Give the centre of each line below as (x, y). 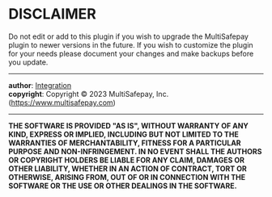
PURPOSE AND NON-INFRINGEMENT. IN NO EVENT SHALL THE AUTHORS (135, 151)
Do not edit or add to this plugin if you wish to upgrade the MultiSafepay (129, 36)
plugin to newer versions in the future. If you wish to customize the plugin (131, 44)
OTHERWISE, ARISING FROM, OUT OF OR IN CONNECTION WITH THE (127, 177)
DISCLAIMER (53, 14)
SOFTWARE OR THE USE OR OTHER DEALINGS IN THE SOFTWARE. (123, 186)
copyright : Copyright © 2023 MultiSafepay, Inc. (89, 94)
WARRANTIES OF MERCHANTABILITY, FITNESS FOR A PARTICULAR (125, 143)
